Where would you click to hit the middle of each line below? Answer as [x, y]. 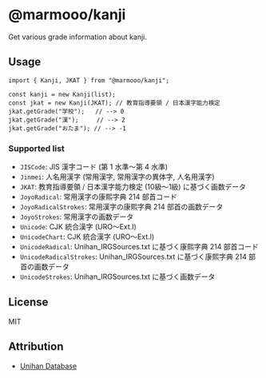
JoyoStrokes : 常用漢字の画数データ [77, 217]
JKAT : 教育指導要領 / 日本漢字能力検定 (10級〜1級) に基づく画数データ [133, 187]
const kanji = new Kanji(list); [62, 94]
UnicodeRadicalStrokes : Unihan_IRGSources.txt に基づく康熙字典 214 [133, 257]
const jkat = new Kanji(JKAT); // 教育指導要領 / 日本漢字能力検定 [115, 103]
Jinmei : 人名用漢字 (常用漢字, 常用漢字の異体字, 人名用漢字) [117, 177]
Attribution [36, 346]
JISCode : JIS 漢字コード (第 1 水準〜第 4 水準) [94, 167]
